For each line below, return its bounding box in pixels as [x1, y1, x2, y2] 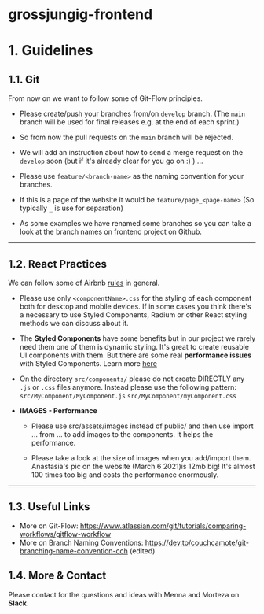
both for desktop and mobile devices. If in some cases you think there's [19, 301, 251, 311]
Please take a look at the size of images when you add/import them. [31, 453, 251, 462]
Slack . [8, 598, 29, 608]
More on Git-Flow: [19, 521, 79, 531]
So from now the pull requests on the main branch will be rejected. [19, 132, 234, 142]
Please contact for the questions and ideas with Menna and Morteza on [8, 590, 240, 599]
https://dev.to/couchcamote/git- [145, 538, 250, 547]
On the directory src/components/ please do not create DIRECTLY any [19, 374, 245, 383]
